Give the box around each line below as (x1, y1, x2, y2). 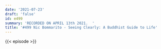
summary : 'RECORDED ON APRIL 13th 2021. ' (5, 20, 95, 26)
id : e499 (5, 16, 23, 21)
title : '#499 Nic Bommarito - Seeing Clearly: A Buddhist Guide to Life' (5, 25, 158, 30)
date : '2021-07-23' (5, 7, 45, 12)
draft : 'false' (5, 12, 36, 16)
